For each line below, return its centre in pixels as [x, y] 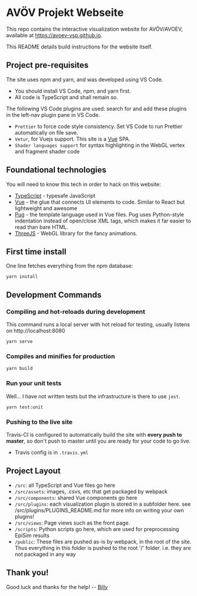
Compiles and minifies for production [60, 356]
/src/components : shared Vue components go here [76, 497]
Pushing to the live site [39, 422]
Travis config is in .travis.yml [51, 452]
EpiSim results [32, 535]
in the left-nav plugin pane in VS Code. [53, 114]
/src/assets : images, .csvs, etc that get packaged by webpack [91, 491]
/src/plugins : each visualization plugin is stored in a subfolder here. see [103, 504]
